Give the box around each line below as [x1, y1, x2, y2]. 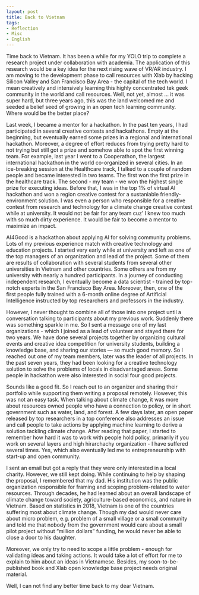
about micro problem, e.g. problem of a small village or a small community [6, 515, 188, 522]
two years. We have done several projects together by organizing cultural [6, 334, 186, 341]
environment [6, 197, 37, 204]
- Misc [6, 31, 23, 37]
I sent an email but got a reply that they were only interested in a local [6, 465, 176, 471]
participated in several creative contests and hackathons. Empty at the [6, 127, 179, 134]
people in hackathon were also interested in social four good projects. [6, 372, 177, 378]
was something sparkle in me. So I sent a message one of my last [6, 321, 166, 328]
